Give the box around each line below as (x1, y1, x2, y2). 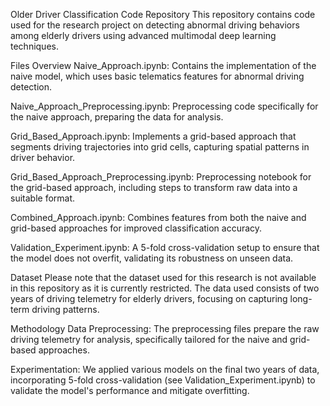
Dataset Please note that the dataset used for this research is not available (10, 272, 317, 283)
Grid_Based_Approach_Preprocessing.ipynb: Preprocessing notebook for (10, 171, 312, 183)
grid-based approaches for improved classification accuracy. (10, 222, 263, 234)
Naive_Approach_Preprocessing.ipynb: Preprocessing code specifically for (10, 100, 319, 112)
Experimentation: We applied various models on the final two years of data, (10, 364, 320, 375)
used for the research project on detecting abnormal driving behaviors (10, 19, 300, 31)
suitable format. (10, 192, 76, 204)
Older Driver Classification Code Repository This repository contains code (10, 9, 316, 20)
